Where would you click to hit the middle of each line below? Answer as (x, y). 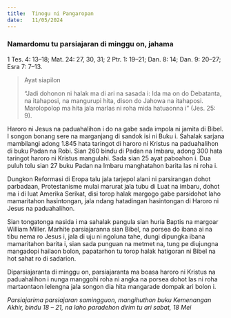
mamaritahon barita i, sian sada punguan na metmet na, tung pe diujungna (113, 243)
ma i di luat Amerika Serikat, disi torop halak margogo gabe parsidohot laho (114, 194)
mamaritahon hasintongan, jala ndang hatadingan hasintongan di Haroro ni (113, 200)
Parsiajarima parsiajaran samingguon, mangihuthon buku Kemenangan (109, 300)
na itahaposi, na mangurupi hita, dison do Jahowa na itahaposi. (113, 100)
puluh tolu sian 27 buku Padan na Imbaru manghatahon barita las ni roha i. (113, 165)
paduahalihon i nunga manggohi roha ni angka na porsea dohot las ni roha (113, 279)
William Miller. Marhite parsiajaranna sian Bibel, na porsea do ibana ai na (110, 229)
